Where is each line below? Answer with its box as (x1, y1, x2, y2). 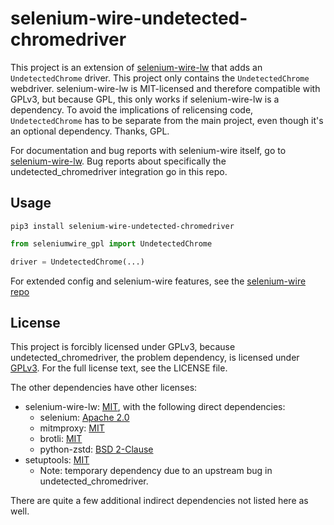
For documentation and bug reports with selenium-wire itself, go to (10, 144, 287, 156)
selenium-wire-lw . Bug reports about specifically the (10, 155, 227, 167)
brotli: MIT (39, 433, 83, 445)
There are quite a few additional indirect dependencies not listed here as (10, 495, 309, 507)
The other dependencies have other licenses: (10, 382, 198, 394)
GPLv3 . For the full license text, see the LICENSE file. (10, 362, 228, 374)
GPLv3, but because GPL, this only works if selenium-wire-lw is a (10, 93, 280, 105)
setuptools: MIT (24, 454, 90, 466)
